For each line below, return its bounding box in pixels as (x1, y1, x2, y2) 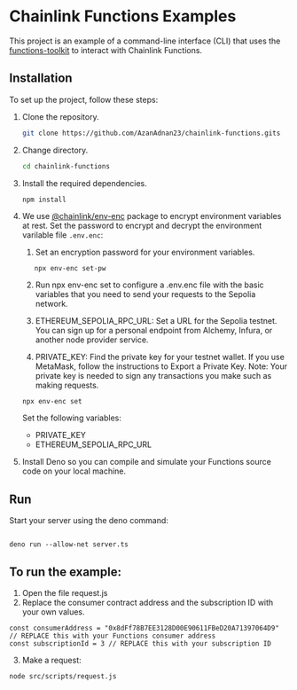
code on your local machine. (21, 466, 127, 476)
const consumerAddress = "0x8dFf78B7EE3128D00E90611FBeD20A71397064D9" (9, 623, 279, 632)
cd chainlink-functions (21, 161, 111, 170)
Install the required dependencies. (21, 177, 148, 188)
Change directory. (21, 145, 89, 155)
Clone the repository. (21, 111, 99, 122)
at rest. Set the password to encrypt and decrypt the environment (21, 220, 262, 231)
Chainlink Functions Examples (9, 6, 237, 27)
